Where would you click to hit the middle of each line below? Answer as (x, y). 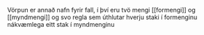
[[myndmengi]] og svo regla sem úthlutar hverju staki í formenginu (102, 17)
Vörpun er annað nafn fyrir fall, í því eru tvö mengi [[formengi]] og (102, 10)
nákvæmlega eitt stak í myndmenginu (61, 24)
